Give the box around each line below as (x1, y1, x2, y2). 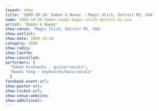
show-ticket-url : (5, 88, 43, 94)
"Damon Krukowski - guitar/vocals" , (10, 64, 88, 70)
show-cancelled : (5, 55, 40, 60)
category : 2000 (5, 41, 38, 46)
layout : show (5, 7, 33, 13)
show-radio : (5, 46, 31, 51)
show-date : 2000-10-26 (5, 36, 54, 41)
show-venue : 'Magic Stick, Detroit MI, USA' (5, 27, 102, 32)
